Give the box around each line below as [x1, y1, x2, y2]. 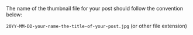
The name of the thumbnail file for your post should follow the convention [6, 5, 183, 12]
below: [6, 11, 22, 18]
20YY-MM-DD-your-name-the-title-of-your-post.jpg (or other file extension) [6, 23, 187, 29]
